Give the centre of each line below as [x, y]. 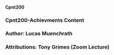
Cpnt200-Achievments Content [45, 20]
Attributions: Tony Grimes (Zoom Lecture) [57, 47]
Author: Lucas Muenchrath [39, 34]
